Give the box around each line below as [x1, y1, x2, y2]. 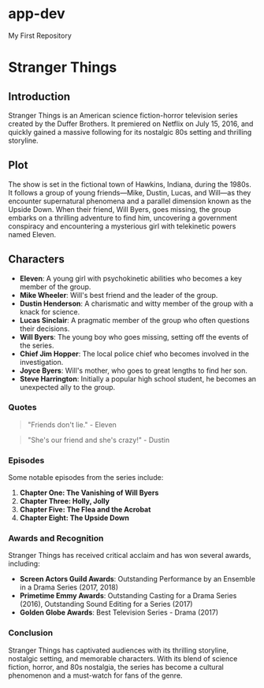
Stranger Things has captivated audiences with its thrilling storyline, [8, 645, 229, 655]
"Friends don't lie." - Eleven [27, 419, 117, 430]
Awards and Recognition [8, 533, 104, 544]
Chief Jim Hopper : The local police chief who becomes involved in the [19, 348, 250, 359]
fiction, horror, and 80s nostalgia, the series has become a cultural [8, 662, 225, 671]
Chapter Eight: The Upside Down [19, 513, 130, 523]
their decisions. [19, 324, 70, 333]
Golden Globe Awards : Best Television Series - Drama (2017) [19, 608, 219, 617]
